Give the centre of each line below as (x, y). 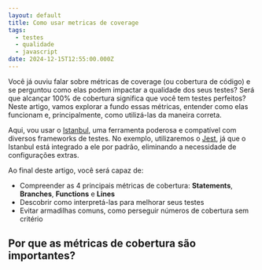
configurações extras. (44, 155)
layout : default (35, 15)
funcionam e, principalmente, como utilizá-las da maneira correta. (115, 115)
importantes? (42, 256)
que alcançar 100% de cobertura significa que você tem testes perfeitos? (127, 98)
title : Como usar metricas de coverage (74, 23)
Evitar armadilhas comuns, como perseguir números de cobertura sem (134, 210)
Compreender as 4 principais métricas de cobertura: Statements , (126, 185)
